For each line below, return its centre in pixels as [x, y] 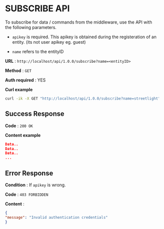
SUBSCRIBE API [37, 9]
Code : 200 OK [19, 126]
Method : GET [18, 70]
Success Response [35, 114]
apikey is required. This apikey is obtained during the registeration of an [84, 37]
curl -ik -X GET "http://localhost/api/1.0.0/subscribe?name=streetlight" [83, 99]
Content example [23, 135]
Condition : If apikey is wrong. [35, 185]
